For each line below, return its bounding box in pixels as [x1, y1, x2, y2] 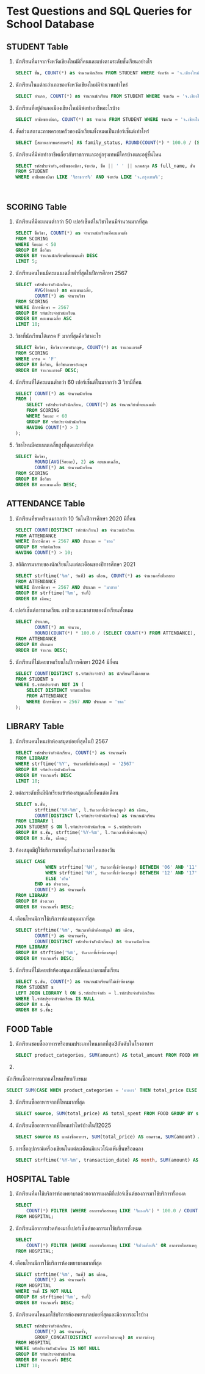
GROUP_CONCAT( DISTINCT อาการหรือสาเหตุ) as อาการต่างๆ [34, 1334, 154, 1340]
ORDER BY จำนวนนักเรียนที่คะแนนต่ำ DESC [15, 253, 98, 259]
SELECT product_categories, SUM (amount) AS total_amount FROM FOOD [15, 1052, 191, 1059]
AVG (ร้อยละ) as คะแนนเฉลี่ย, [34, 287, 93, 293]
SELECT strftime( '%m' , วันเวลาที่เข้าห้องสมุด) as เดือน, [15, 927, 135, 933]
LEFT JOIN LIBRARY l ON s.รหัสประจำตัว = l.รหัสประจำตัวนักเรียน [15, 990, 155, 996]
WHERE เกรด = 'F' [15, 356, 57, 362]
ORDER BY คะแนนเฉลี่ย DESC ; [15, 481, 77, 487]
